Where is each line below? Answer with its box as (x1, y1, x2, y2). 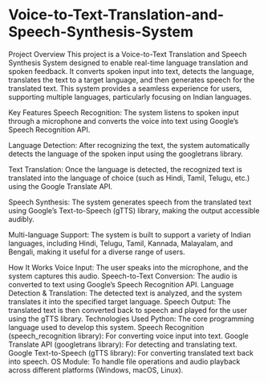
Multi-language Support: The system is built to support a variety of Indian (8, 229, 251, 239)
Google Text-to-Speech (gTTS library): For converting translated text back (8, 348, 254, 357)
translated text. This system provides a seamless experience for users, (8, 83, 242, 93)
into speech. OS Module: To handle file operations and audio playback (8, 356, 241, 366)
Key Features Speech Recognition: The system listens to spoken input (8, 107, 239, 117)
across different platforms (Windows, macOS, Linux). (8, 364, 184, 375)
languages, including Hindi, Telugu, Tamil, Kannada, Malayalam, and (8, 238, 233, 248)
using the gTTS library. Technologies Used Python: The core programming (8, 314, 254, 323)
